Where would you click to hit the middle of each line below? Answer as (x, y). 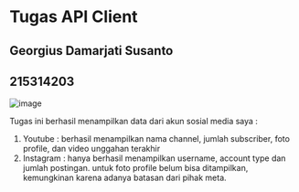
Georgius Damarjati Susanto (91, 51)
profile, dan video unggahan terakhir (91, 149)
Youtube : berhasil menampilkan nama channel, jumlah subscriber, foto (156, 139)
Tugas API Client (74, 17)
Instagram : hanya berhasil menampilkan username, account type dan (154, 158)
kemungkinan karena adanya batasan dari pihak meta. (124, 178)
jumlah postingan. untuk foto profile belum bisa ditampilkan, (135, 168)
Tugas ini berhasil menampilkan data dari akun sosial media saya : (134, 122)
